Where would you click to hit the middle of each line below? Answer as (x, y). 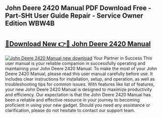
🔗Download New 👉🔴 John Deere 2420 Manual (78, 44)
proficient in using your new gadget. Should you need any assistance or (78, 105)
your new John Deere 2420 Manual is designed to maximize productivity (79, 89)
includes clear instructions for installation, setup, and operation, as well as (80, 79)
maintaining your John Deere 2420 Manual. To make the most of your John (81, 69)
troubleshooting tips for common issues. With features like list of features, (80, 84)
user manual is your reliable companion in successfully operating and (75, 63)
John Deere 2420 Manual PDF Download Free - (78, 8)
